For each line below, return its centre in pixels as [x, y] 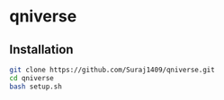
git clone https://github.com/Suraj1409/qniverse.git [112, 70]
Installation [41, 50]
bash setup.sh [36, 87]
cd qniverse [31, 78]
